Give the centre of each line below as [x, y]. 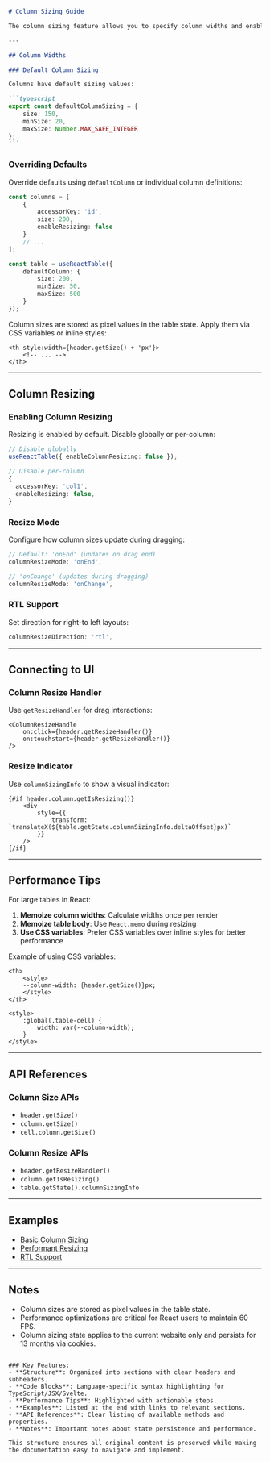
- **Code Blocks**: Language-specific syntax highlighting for [117, 1386]
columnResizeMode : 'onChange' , [61, 584]
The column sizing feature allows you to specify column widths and [125, 26]
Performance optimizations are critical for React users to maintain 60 [134, 1318]
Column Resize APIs [48, 1152]
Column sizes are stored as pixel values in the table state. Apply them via [129, 324]
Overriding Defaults [48, 165]
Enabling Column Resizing [61, 417]
